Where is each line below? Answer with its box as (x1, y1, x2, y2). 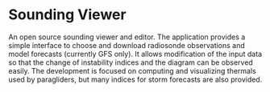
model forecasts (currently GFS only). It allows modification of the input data (8, 49, 263, 58)
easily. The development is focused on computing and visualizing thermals (8, 66, 256, 75)
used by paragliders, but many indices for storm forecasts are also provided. (8, 74, 263, 84)
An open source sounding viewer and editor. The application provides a (8, 32, 246, 42)
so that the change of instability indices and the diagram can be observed (8, 58, 254, 67)
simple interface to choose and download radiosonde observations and (8, 40, 246, 50)
